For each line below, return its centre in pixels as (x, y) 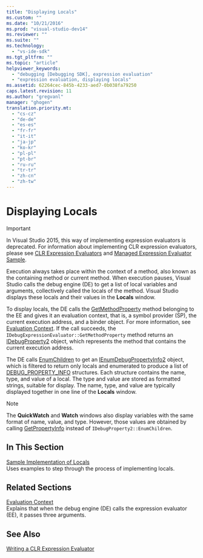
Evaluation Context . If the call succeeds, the (61, 328)
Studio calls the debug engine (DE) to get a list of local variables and (92, 284)
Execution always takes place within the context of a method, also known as (101, 271)
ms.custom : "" (24, 18)
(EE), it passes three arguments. (46, 515)
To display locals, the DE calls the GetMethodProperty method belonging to (100, 309)
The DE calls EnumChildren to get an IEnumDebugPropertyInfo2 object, (95, 359)
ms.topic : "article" (32, 63)
